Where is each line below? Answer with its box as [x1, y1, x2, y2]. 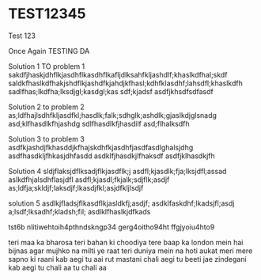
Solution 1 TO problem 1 [8, 61, 85, 71]
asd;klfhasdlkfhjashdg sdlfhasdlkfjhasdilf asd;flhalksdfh [8, 119, 190, 128]
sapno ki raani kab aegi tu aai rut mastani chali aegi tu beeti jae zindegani [8, 254, 247, 263]
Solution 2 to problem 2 [8, 102, 85, 112]
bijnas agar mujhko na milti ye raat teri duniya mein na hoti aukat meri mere [8, 246, 253, 255]
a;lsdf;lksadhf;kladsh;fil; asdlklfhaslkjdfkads [8, 206, 151, 216]
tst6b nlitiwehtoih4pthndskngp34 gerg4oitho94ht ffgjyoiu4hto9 [8, 222, 215, 232]
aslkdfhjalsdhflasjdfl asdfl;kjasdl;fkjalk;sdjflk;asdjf [8, 175, 170, 184]
